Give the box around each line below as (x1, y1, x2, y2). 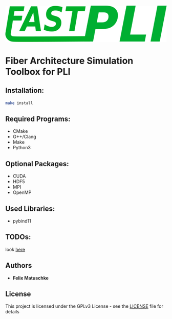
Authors (5, 261, 32, 270)
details (5, 309, 19, 315)
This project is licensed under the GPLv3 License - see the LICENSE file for (5, 303, 164, 309)
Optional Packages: (5, 159, 69, 168)
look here (5, 246, 26, 252)
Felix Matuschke (12, 275, 49, 281)
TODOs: (5, 233, 31, 242)
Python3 (12, 145, 31, 151)
